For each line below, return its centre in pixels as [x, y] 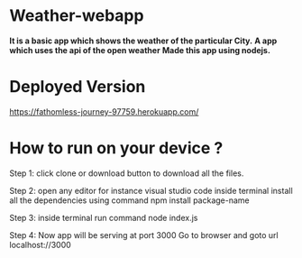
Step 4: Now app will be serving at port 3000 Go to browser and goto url [144, 235]
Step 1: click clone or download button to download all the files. [127, 173]
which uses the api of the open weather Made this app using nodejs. [140, 50]
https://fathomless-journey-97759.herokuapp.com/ [104, 111]
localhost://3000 [41, 244]
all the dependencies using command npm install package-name [129, 200]
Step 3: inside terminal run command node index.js [104, 217]
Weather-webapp [77, 16]
